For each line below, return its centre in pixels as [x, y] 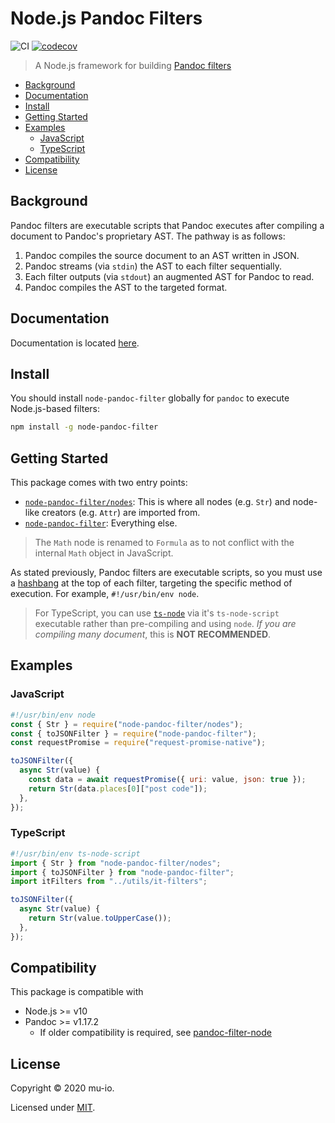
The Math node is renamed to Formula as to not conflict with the [164, 543]
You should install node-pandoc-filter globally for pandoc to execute [150, 398]
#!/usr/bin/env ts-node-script [75, 853]
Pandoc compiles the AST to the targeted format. [126, 287]
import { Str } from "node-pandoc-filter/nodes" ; [116, 863]
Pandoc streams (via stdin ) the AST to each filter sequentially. [153, 266]
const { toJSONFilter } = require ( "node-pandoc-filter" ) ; [133, 733]
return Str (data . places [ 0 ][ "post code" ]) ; [118, 788]
